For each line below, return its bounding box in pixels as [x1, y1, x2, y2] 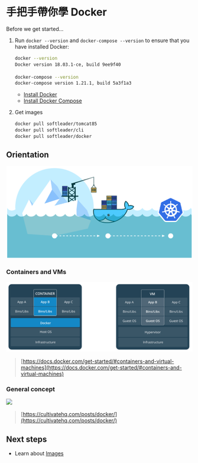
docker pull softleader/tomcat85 [14, 121, 98, 127]
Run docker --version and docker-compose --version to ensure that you [14, 37, 190, 44]
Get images [14, 109, 43, 116]
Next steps [6, 434, 47, 444]
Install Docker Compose [23, 97, 82, 104]
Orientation [6, 150, 49, 160]
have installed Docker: [14, 43, 69, 50]
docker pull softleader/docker [14, 134, 92, 140]
